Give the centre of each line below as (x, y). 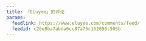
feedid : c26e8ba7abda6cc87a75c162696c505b (66, 29)
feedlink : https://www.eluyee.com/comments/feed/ (76, 23)
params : (16, 17)
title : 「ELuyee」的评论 (36, 12)
